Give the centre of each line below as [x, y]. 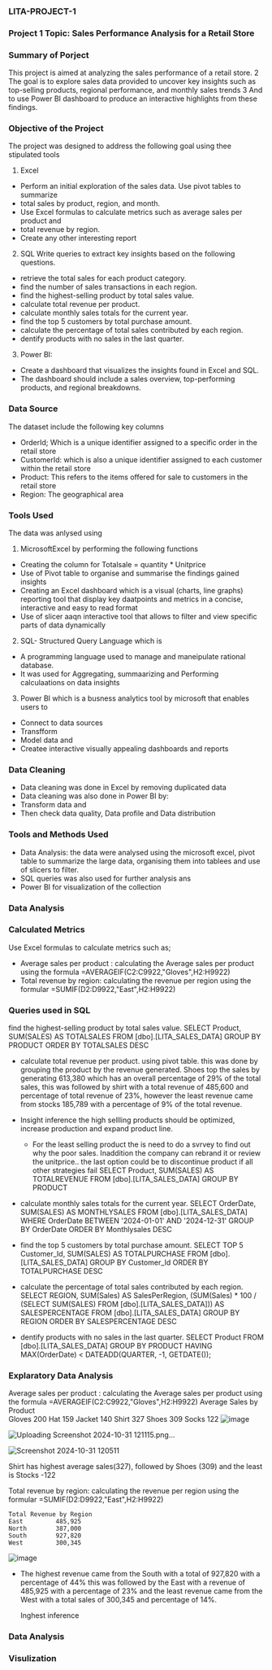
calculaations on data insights [70, 683]
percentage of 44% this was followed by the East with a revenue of [133, 1583]
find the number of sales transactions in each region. [108, 287]
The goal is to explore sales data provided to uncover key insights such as [132, 81]
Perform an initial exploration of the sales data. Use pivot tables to [130, 186]
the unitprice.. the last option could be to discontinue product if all [142, 1162]
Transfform [39, 732]
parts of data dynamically [63, 625]
